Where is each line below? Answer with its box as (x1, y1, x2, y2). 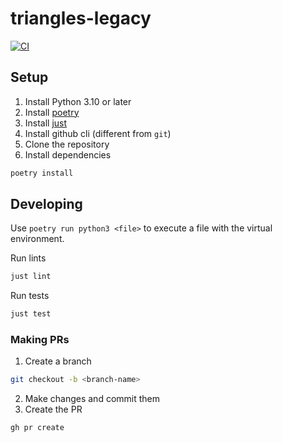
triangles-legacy (10, 7, 152, 30)
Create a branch (24, 355, 92, 367)
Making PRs (10, 333, 70, 347)
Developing (10, 196, 83, 213)
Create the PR (24, 403, 83, 416)
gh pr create (10, 423, 65, 433)
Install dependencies (24, 148, 112, 161)
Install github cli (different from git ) (24, 127, 172, 139)
